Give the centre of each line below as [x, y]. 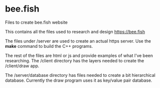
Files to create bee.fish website [36, 22]
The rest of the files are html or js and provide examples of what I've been [79, 55]
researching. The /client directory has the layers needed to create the [75, 60]
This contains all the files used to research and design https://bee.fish [75, 31]
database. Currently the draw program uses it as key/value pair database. [79, 80]
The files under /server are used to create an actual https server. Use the [78, 41]
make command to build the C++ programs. [49, 46]
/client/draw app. [22, 66]
